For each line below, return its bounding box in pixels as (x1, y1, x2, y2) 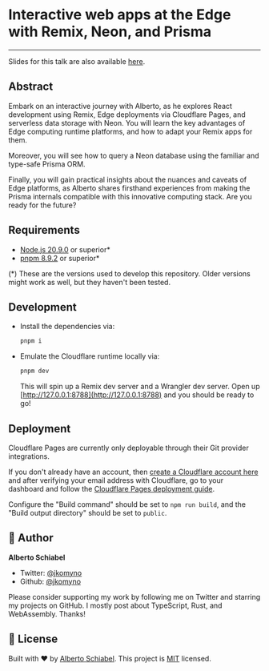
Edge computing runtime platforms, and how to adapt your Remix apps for (8, 127, 253, 136)
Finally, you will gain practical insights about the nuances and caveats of (8, 175, 247, 184)
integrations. (8, 451, 50, 461)
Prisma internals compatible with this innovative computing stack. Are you (8, 191, 252, 201)
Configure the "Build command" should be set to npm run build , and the (8, 499, 247, 509)
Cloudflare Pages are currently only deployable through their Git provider (8, 443, 250, 452)
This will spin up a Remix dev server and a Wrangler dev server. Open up (19, 382, 260, 392)
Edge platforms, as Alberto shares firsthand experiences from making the (8, 183, 251, 193)
